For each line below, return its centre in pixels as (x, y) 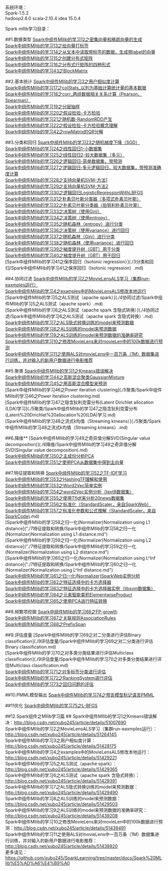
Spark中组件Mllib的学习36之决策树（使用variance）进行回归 (67, 230)
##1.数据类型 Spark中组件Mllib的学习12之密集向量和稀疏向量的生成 (74, 39)
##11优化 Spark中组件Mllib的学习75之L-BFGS (51, 705)
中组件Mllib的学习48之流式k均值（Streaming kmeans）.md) (66, 427)
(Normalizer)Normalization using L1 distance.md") (56, 534)
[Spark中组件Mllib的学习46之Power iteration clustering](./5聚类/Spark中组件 (83, 390)
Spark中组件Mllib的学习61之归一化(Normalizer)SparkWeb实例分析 (73, 576)
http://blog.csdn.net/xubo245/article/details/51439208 (61, 816)
